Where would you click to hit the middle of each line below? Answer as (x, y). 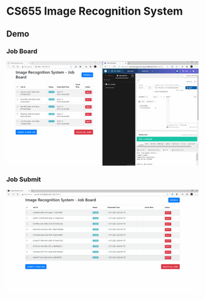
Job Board (22, 51)
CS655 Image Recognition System (95, 11)
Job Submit (24, 179)
